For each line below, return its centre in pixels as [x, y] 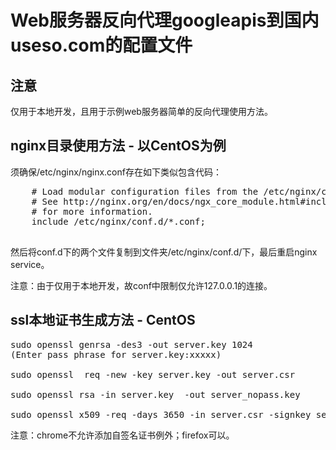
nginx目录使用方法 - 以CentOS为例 [118, 146]
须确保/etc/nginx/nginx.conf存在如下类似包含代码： [116, 172]
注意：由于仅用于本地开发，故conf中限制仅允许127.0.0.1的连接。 [141, 285]
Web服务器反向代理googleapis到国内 [165, 20]
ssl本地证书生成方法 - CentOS [103, 320]
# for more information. [92, 211]
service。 [30, 264]
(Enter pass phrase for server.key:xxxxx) [116, 354]
